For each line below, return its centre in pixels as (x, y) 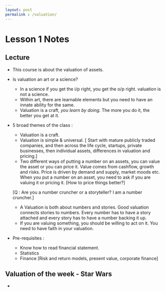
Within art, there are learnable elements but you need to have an (86, 99)
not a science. (34, 94)
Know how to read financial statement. (59, 248)
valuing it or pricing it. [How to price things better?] (72, 182)
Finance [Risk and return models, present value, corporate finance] (89, 258)
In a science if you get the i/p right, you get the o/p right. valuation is (90, 89)
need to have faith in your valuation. (57, 228)
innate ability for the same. (47, 105)
